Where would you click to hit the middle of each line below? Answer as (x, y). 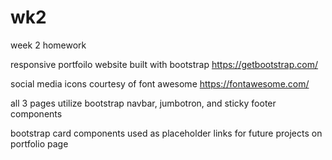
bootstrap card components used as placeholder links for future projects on (166, 133)
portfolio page (39, 143)
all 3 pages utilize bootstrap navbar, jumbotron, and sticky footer (143, 103)
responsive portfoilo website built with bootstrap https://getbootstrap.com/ (164, 64)
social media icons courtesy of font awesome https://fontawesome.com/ (160, 83)
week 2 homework (48, 45)
